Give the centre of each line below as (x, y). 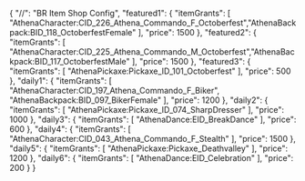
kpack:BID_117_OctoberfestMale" (70, 61)
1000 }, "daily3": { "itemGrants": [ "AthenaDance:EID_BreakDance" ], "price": (153, 119)
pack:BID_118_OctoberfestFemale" (73, 32)
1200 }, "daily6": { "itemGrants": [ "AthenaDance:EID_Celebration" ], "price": (152, 158)
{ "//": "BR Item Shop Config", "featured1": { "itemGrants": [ (120, 13)
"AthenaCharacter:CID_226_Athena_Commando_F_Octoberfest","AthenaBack (153, 23)
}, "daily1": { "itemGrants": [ (61, 80)
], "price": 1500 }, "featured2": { (198, 32)
